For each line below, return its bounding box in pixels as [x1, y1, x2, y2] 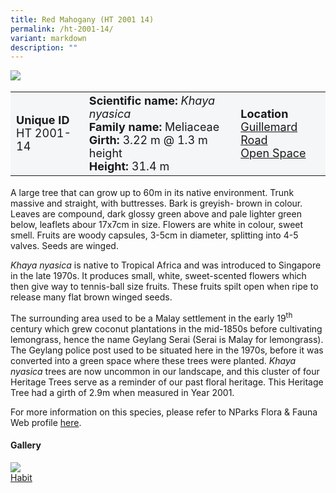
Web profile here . [10, 416, 82, 428]
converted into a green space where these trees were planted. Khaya [10, 354, 297, 366]
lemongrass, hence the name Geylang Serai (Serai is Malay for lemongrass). [10, 333, 324, 345]
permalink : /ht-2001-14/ [10, 24, 114, 34]
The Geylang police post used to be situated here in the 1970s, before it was [10, 344, 324, 356]
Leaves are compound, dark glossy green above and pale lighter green [10, 208, 302, 220]
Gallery [10, 439, 42, 451]
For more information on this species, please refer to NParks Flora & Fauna [10, 406, 318, 418]
